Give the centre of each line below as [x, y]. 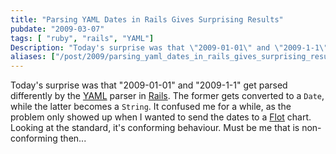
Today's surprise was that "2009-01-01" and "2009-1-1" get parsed [149, 85]
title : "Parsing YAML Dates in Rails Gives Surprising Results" [147, 19]
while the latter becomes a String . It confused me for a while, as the [151, 107]
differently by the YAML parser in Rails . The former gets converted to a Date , [167, 96]
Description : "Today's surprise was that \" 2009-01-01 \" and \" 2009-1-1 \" [169, 47]
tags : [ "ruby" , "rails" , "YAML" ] [82, 38]
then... [73, 138]
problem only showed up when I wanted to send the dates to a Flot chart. [161, 117]
